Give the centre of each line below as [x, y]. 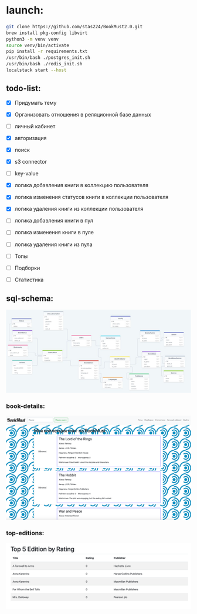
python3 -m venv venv [33, 39]
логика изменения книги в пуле [54, 233]
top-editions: [25, 533]
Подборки [27, 268]
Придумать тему [35, 102]
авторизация [30, 138]
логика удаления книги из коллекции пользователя [79, 209]
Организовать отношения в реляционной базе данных [83, 114]
